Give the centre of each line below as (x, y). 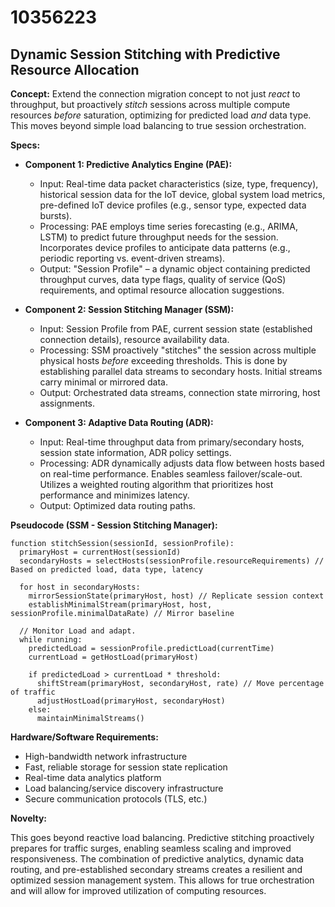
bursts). (56, 215)
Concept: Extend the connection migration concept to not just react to (155, 94)
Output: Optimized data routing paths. (117, 505)
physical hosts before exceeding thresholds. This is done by (163, 360)
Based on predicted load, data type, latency (106, 570)
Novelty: (29, 818)
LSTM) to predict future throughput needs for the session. (159, 237)
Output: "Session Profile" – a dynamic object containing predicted (175, 269)
